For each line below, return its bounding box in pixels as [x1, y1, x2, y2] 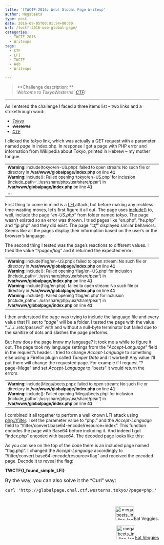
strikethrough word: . [5, 109, 46, 114]
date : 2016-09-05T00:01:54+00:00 [5, 21, 73, 26]
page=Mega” [5, 365, 32, 371]
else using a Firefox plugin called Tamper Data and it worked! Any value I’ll [5, 355, 155, 360]
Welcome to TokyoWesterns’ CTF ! [17, 89, 86, 95]
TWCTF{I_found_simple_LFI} [5, 468, 65, 473]
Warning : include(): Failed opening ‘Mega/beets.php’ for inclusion [7, 391, 133, 397]
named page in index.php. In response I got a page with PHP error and [5, 143, 147, 149]
